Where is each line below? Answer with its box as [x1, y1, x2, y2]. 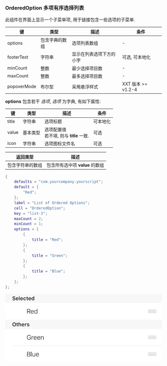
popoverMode [7, 83, 36, 89]
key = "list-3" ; [14, 211, 48, 216]
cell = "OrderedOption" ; [14, 206, 66, 211]
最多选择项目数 [72, 73, 103, 79]
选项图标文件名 [44, 140, 76, 146]
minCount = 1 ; [14, 221, 43, 227]
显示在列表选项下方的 [72, 51, 116, 57]
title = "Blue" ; [31, 269, 66, 274]
